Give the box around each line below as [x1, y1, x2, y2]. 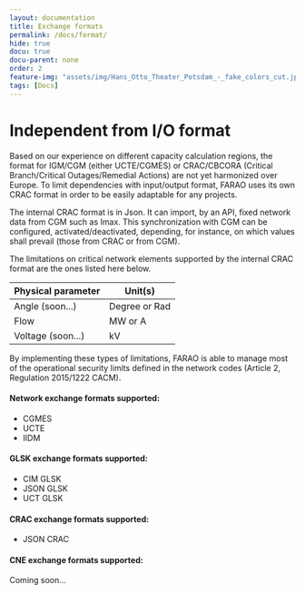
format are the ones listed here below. [9, 263, 152, 274]
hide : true [9, 38, 51, 48]
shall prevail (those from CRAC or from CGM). [9, 236, 181, 247]
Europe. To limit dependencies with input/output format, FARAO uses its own [9, 179, 296, 190]
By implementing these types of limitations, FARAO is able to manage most [9, 352, 289, 364]
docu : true [9, 47, 51, 56]
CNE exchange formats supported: [9, 554, 143, 565]
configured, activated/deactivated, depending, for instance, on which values [9, 226, 295, 237]
